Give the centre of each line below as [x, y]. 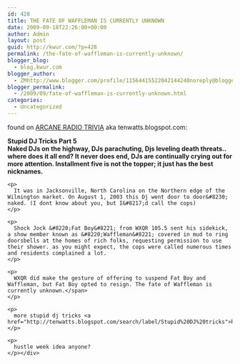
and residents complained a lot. [57, 253]
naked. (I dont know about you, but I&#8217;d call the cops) [102, 203]
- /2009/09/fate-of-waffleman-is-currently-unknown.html [100, 93]
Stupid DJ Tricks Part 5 [42, 141]
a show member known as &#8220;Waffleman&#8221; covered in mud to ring [118, 234]
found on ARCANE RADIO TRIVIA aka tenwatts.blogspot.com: [97, 127]
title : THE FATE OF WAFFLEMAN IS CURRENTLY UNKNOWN [86, 21]
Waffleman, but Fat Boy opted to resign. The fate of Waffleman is [110, 284]
